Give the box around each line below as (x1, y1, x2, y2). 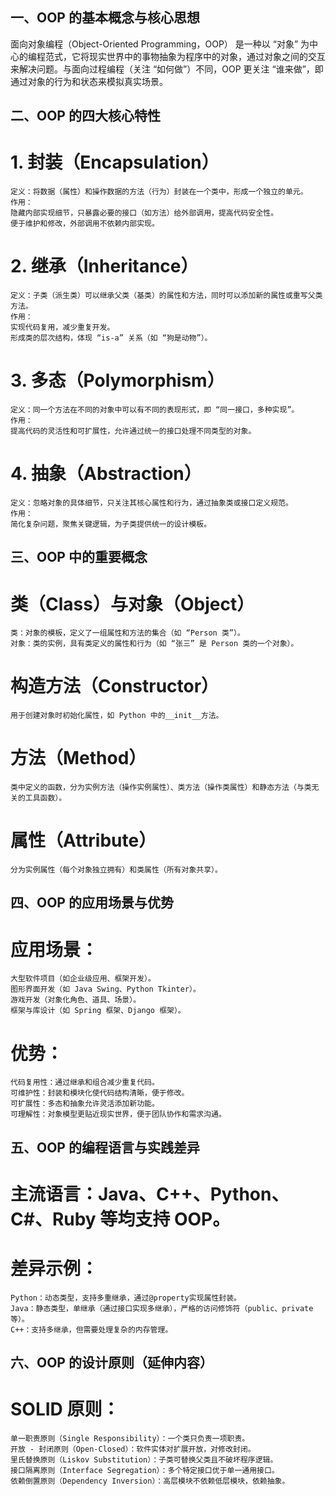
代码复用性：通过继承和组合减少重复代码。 (10, 1078, 160, 1088)
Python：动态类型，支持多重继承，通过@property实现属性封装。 (10, 1293, 242, 1303)
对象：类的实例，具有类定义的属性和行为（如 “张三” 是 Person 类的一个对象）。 (10, 639, 299, 649)
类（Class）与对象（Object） (10, 593, 255, 615)
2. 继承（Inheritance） (10, 255, 199, 278)
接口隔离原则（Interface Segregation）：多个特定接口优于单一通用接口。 (10, 1466, 280, 1476)
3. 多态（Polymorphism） (10, 369, 225, 392)
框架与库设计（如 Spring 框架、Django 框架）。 (10, 1006, 186, 1016)
